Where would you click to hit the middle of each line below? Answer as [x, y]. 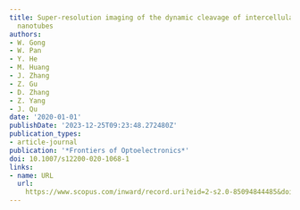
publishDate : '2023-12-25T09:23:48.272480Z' [93, 126]
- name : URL [31, 175]
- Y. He [24, 59]
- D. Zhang [29, 92]
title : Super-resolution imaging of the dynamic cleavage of [125, 17]
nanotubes [35, 26]
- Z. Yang [28, 101]
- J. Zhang [29, 76]
